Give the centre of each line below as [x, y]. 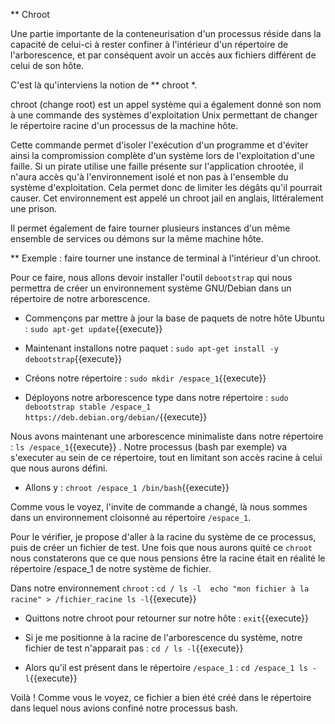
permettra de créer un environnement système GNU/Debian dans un [151, 288]
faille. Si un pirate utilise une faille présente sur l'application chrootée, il [157, 166]
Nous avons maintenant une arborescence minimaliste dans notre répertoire [167, 436]
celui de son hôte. [47, 65]
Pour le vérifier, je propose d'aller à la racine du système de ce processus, [163, 537]
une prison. [34, 208]
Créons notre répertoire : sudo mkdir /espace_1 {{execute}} [145, 378]
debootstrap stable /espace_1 [88, 407]
